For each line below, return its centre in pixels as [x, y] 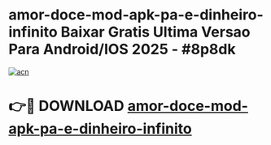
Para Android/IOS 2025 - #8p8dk [122, 49]
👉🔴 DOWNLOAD [66, 106]
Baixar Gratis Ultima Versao [155, 32]
